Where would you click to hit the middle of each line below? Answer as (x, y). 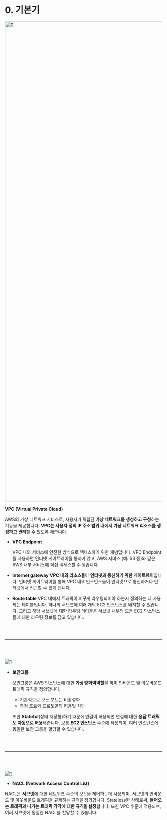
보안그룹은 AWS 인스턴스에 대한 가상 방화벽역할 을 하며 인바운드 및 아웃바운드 (87, 683)
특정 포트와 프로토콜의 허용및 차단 (52, 706)
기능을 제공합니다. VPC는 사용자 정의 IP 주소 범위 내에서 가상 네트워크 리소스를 (80, 525)
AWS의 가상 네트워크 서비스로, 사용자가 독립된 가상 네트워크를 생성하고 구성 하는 (82, 519)
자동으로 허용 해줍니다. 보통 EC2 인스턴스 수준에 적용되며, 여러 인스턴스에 (88, 723)
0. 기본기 (22, 10)
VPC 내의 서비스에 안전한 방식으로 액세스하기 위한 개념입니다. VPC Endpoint (87, 552)
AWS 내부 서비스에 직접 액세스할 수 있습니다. (56, 564)
